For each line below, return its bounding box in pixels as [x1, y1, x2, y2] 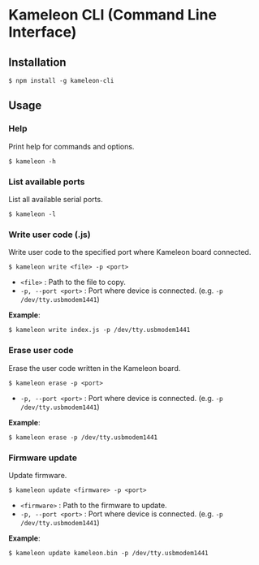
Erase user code [8, 345, 74, 356]
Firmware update [8, 452, 77, 464]
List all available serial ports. [8, 194, 103, 204]
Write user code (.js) [8, 229, 91, 240]
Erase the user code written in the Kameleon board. [8, 363, 181, 373]
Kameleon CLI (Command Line [8, 6, 218, 24]
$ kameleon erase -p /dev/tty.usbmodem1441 [8, 433, 158, 442]
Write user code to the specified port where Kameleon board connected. [8, 248, 252, 257]
